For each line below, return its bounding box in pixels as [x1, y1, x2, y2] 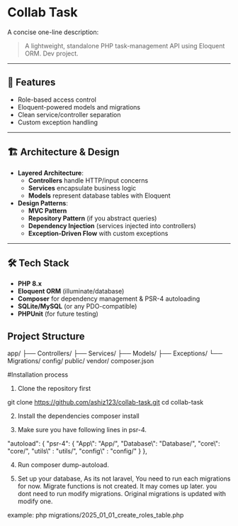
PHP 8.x [17, 279, 42, 288]
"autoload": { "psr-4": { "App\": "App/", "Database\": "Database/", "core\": [7, 439, 220, 448]
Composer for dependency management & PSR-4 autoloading [17, 294, 200, 303]
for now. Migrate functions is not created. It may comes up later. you [17, 482, 217, 490]
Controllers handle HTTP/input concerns [28, 176, 149, 185]
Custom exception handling [17, 118, 98, 127]
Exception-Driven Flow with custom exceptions [28, 229, 169, 237]
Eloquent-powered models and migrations [17, 102, 140, 111]
